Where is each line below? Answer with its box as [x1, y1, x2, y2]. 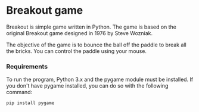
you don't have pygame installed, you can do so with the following [6, 82, 169, 89]
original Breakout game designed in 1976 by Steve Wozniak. [6, 29, 153, 36]
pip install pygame [6, 100, 55, 106]
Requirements [6, 62, 48, 70]
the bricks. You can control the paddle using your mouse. [6, 47, 147, 54]
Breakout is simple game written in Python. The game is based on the [6, 23, 177, 30]
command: [6, 89, 33, 96]
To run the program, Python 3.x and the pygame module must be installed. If [6, 76, 194, 83]
